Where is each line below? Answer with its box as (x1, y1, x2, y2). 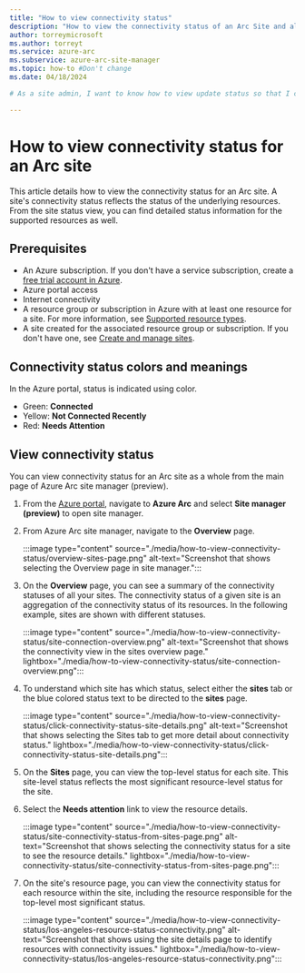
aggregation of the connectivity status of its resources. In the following (22, 600, 288, 610)
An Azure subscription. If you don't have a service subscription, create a (22, 265, 294, 276)
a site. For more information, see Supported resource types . (22, 313, 247, 324)
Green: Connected (22, 401, 93, 412)
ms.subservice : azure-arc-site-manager (9, 56, 161, 65)
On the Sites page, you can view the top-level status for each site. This (22, 766, 289, 777)
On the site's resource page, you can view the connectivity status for (22, 877, 281, 888)
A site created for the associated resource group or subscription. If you (22, 323, 289, 334)
